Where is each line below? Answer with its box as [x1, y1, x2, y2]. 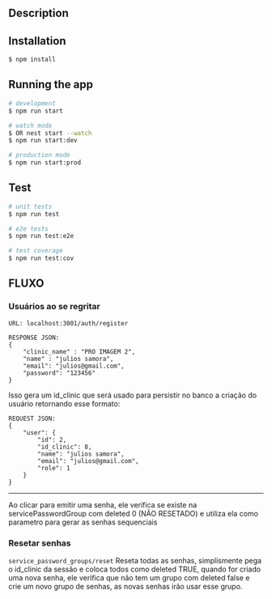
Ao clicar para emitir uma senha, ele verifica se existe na [8, 499, 198, 509]
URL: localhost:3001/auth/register [8, 319, 129, 327]
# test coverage [8, 247, 63, 255]
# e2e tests [8, 224, 49, 233]
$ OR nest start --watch [8, 129, 92, 137]
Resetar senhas [8, 537, 71, 549]
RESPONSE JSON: [8, 333, 60, 342]
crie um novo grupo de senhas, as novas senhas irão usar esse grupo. [8, 582, 243, 592]
